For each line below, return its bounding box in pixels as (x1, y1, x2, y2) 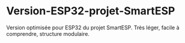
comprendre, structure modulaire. (6, 30, 90, 37)
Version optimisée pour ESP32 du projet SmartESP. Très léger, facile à (6, 24, 180, 31)
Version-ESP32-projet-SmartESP (6, 4, 175, 18)
